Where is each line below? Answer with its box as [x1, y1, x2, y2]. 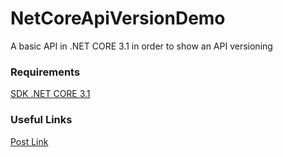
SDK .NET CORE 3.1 [10, 88, 91, 100]
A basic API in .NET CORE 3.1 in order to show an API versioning [10, 40, 273, 52]
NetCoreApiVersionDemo [10, 7, 226, 30]
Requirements [10, 65, 81, 79]
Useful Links [10, 113, 73, 127]
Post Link [10, 135, 49, 147]
